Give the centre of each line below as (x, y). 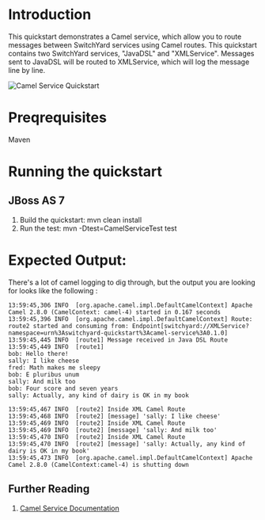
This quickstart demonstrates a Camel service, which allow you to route (125, 36)
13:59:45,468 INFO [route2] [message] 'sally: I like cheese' (115, 416)
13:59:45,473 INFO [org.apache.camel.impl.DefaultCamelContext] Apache (131, 457)
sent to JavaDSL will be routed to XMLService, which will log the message (129, 62)
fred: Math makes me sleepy (55, 367)
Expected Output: (67, 260)
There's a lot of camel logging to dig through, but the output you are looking (132, 282)
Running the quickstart (85, 172)
